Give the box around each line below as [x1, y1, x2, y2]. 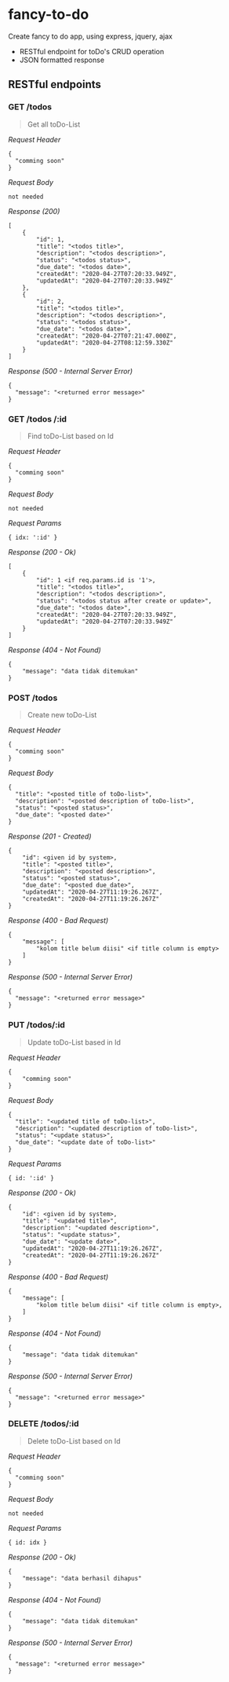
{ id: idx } [8, 1538, 47, 1547]
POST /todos [8, 692, 58, 703]
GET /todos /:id [8, 413, 67, 424]
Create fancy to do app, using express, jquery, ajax [8, 31, 173, 41]
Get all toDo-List [27, 120, 81, 129]
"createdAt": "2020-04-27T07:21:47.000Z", [36, 332, 177, 340]
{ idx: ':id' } [8, 533, 58, 541]
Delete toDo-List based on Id [27, 1436, 121, 1445]
